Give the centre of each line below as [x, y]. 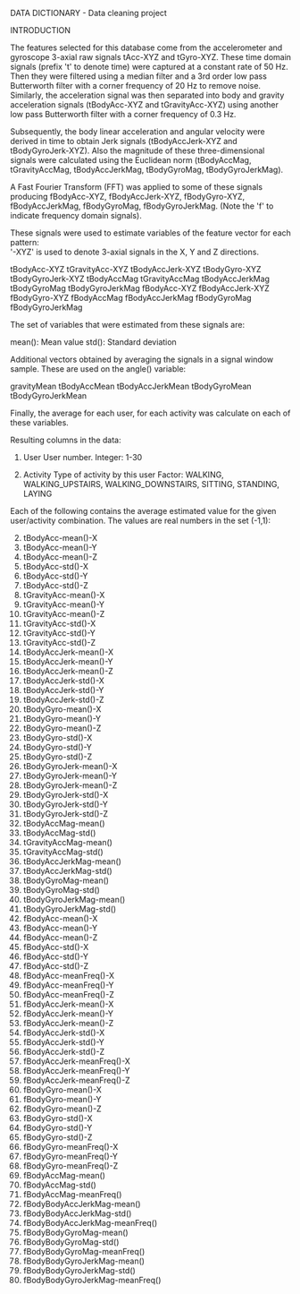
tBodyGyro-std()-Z [58, 757]
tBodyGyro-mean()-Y [62, 719]
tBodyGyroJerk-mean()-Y [70, 776]
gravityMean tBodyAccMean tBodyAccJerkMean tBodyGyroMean [131, 386]
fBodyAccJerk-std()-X [64, 1033]
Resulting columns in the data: [66, 440]
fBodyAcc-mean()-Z [60, 938]
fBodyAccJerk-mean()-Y [68, 1014]
